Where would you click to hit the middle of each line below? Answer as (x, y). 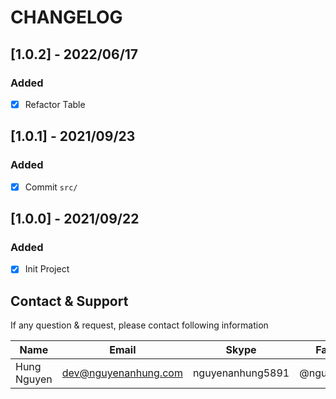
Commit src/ (51, 187)
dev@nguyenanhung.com (122, 373)
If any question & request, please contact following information (139, 325)
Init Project (47, 269)
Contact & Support (69, 301)
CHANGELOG (66, 17)
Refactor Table (55, 104)
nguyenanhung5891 (241, 373)
